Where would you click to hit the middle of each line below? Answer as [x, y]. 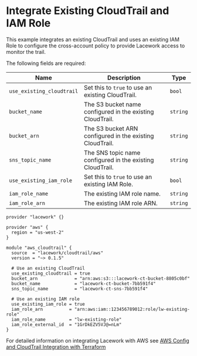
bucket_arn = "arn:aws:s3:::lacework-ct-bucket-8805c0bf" [101, 278]
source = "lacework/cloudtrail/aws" [57, 253]
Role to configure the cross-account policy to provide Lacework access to [96, 46]
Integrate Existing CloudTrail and [88, 11]
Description [124, 77]
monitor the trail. [26, 52]
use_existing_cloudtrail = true [51, 273]
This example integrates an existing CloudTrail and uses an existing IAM [93, 39]
